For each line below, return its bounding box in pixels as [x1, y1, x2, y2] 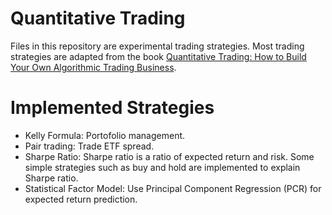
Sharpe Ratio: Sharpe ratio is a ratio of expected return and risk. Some [24, 150, 315, 162]
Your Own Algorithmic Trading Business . [10, 61, 177, 73]
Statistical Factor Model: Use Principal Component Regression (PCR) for [24, 182, 322, 194]
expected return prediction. [24, 193, 138, 205]
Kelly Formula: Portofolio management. [24, 129, 186, 141]
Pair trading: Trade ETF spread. [24, 140, 155, 152]
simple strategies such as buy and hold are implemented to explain [24, 161, 301, 173]
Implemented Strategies [10, 97, 215, 119]
